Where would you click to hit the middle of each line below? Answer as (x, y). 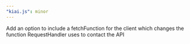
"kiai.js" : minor (27, 11)
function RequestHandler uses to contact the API (65, 34)
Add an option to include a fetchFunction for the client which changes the (95, 28)
